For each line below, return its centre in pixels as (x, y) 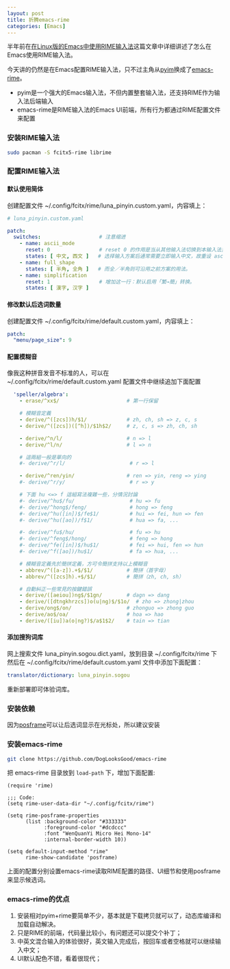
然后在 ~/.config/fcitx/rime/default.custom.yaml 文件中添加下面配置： (105, 662)
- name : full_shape (47, 262)
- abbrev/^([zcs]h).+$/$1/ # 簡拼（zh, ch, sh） (102, 577)
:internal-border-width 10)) (85, 840)
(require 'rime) (30, 786)
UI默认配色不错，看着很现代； (59, 958)
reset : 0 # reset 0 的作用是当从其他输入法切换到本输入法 (123, 250)
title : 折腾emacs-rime (38, 20)
